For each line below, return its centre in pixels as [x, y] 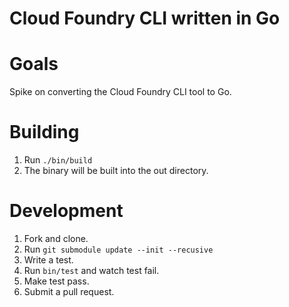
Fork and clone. [56, 238]
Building [44, 132]
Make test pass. [56, 281]
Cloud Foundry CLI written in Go [145, 18]
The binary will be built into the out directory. [116, 171]
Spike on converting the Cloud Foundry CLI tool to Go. [120, 92]
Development [66, 211]
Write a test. [48, 260]
